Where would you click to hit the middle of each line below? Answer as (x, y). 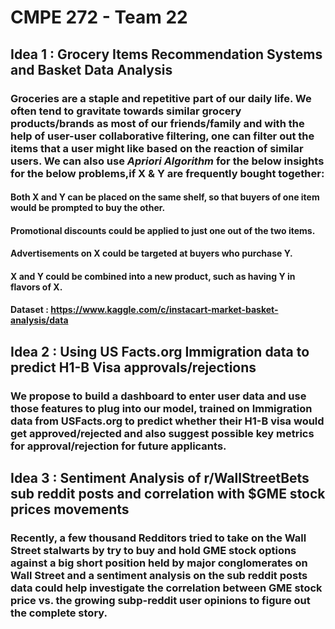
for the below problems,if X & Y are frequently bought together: (167, 173)
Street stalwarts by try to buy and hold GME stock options (153, 551)
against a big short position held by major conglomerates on (159, 563)
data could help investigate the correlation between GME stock (166, 588)
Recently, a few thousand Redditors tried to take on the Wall (158, 538)
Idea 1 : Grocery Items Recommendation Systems (166, 54)
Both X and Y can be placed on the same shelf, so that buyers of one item (165, 197)
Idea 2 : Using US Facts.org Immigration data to (160, 351)
